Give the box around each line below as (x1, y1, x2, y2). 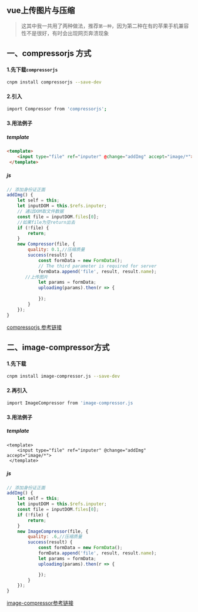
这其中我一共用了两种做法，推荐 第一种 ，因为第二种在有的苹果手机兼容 (21, 22, 189, 29)
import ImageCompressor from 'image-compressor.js (6, 400, 133, 406)
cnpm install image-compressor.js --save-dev (6, 374, 120, 379)
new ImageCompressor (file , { (17, 528, 89, 534)
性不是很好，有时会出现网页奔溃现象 (21, 29, 109, 36)
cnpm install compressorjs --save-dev (6, 79, 102, 85)
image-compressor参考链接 (6, 600, 74, 607)
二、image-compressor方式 (6, 342, 110, 352)
